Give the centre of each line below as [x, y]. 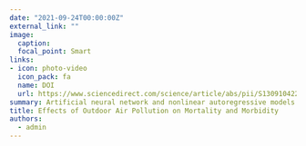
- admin [32, 128]
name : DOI [36, 85]
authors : [26, 119]
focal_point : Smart [55, 52]
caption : [34, 43]
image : [22, 34]
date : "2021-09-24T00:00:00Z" [67, 18]
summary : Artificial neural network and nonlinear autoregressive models [153, 102]
